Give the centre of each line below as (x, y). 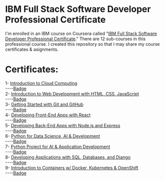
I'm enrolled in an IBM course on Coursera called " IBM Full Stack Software (81, 33)
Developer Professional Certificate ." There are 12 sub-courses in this (75, 39)
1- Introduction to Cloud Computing (41, 83)
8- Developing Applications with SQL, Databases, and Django (68, 157)
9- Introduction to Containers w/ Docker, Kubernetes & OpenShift (72, 168)
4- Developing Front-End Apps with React (48, 115)
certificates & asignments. (32, 49)
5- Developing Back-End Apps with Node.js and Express (63, 125)
